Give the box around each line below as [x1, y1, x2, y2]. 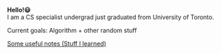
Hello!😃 [7, 6, 31, 14]
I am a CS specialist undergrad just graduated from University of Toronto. [7, 13, 215, 21]
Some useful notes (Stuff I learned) [7, 40, 106, 47]
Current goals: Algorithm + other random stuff [7, 27, 137, 34]
